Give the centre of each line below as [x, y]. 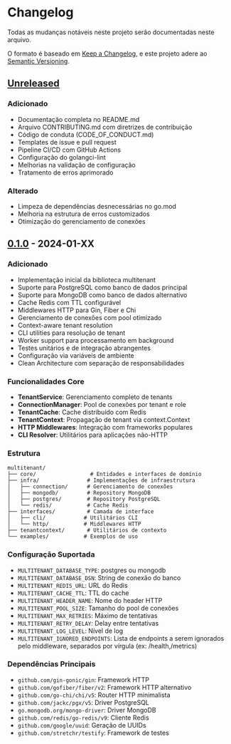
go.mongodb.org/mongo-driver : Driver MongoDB [87, 710]
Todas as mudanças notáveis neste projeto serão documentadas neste [111, 32]
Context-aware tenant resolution [65, 325]
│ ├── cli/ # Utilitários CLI [73, 518]
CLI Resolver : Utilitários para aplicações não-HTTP [93, 435]
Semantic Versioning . [38, 61]
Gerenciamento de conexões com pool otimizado [90, 317]
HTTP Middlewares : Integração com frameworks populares [105, 427]
